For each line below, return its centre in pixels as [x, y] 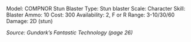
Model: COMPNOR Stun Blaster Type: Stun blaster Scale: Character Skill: [96, 9]
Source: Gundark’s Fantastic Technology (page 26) [69, 33]
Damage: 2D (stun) [30, 21]
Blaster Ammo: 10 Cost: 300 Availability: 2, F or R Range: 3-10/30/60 [90, 15]
